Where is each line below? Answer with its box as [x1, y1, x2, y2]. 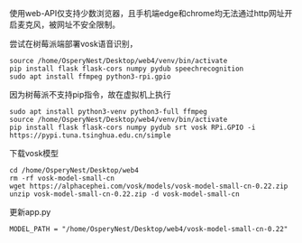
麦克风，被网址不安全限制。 [16, 19, 120, 30]
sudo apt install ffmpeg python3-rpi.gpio [9, 72, 171, 81]
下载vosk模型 [9, 148, 59, 158]
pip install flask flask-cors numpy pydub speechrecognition [9, 64, 244, 73]
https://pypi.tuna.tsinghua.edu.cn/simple [9, 131, 171, 140]
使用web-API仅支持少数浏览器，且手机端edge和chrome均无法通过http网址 [9, 8, 285, 18]
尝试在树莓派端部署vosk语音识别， [9, 39, 138, 49]
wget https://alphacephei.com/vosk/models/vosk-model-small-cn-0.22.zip [9, 182, 288, 191]
